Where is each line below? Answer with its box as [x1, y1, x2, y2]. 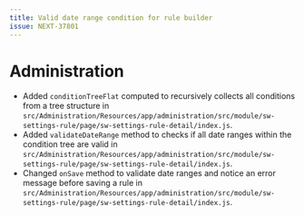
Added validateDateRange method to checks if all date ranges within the [22, 129, 292, 141]
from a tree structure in [22, 101, 110, 112]
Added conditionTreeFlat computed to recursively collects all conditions [22, 91, 296, 102]
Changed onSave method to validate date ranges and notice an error [22, 168, 277, 179]
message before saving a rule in [22, 178, 143, 189]
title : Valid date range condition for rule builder [9, 13, 213, 23]
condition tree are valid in [22, 139, 118, 150]
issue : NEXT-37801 [9, 22, 79, 31]
